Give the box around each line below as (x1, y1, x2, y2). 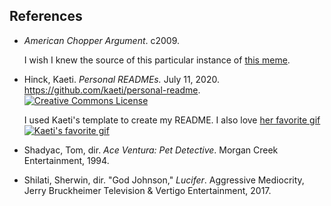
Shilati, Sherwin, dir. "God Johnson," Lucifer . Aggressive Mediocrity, (23, 174, 305, 186)
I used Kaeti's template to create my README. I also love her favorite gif (23, 114, 321, 126)
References (9, 8, 83, 25)
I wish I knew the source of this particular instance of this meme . (23, 54, 291, 66)
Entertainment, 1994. (23, 154, 110, 166)
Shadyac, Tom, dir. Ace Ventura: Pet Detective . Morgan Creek (23, 144, 279, 156)
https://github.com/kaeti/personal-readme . (23, 84, 201, 96)
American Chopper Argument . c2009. (23, 34, 181, 46)
